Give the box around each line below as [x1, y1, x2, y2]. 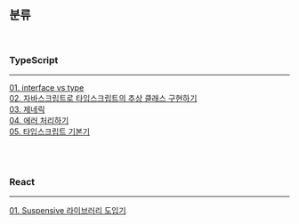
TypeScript [9, 53, 59, 66]
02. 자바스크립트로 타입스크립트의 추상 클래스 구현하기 [9, 93, 198, 104]
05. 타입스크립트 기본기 [9, 126, 91, 137]
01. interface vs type [9, 83, 85, 93]
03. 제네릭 [9, 104, 45, 115]
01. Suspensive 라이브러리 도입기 [9, 205, 126, 216]
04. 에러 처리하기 [9, 116, 69, 126]
